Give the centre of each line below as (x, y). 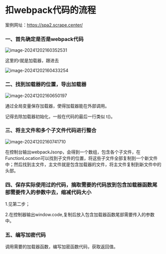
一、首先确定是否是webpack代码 (44, 39)
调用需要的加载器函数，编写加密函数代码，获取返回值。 (61, 247)
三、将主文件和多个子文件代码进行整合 (51, 130)
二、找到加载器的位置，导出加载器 (46, 84)
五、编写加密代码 (26, 235)
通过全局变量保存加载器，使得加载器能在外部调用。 (57, 106)
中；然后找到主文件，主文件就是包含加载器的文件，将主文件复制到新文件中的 (83, 164)
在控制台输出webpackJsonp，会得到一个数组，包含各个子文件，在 (73, 152)
